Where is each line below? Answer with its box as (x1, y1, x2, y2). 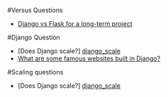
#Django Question (7, 33, 60, 41)
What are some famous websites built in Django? (17, 54, 161, 63)
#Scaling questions (7, 68, 64, 76)
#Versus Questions (7, 6, 63, 14)
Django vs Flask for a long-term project (17, 20, 133, 27)
